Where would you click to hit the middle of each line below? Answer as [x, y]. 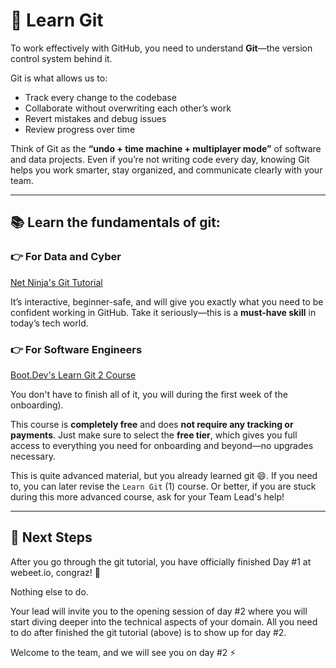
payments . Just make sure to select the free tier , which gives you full [154, 435]
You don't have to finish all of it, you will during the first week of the [149, 394]
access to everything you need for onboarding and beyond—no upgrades [162, 445]
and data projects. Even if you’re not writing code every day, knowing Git [160, 159]
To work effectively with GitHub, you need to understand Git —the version [161, 48]
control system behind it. [61, 58]
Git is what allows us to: [59, 78]
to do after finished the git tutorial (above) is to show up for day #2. [148, 632]
